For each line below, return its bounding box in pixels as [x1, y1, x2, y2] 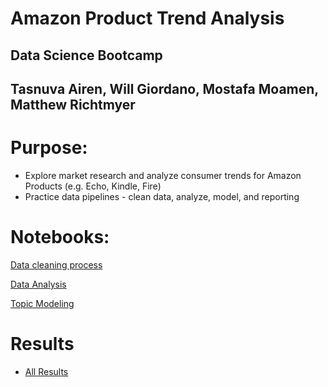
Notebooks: [10, 226, 110, 249]
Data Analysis [10, 278, 67, 290]
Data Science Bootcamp [10, 47, 163, 64]
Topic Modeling [10, 297, 75, 309]
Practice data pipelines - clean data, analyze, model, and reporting [24, 190, 300, 202]
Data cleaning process [10, 258, 103, 271]
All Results [24, 365, 69, 377]
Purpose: [10, 137, 88, 159]
